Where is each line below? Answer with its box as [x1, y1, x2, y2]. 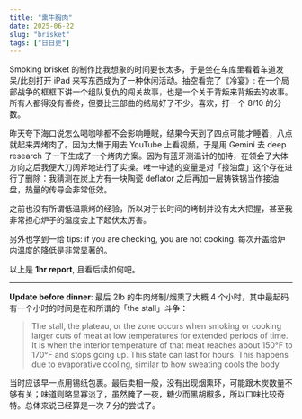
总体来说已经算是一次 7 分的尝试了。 [24, 400, 160, 411]
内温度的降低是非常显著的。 [9, 245, 112, 256]
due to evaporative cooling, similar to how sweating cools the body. [31, 359, 281, 370]
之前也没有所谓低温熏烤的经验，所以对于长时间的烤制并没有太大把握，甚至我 [9, 203, 293, 214]
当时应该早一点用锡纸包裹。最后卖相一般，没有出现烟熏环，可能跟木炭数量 [9, 378, 285, 388]
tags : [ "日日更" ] [9, 38, 70, 48]
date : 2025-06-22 [9, 22, 75, 31]
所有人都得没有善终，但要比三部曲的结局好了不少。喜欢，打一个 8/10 [9, 98, 264, 109]
